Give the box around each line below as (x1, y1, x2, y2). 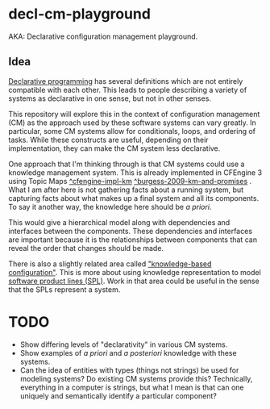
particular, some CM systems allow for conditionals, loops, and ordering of (8, 126, 256, 136)
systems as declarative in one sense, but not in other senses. (8, 94, 212, 103)
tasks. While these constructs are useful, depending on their (8, 135, 209, 144)
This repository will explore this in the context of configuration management (8, 109, 260, 119)
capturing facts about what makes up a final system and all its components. (8, 193, 260, 202)
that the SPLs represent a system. (8, 284, 121, 294)
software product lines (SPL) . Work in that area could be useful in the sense (8, 276, 260, 286)
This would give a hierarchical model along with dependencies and (8, 217, 231, 227)
